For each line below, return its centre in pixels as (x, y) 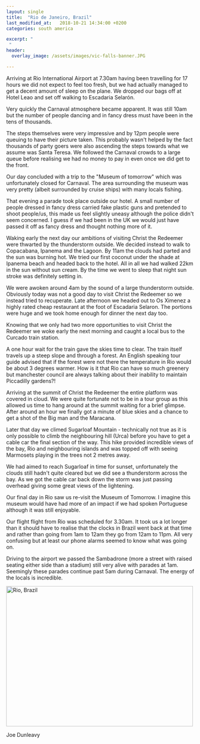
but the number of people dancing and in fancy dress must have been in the (99, 115)
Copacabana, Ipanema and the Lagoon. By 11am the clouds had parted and (99, 250)
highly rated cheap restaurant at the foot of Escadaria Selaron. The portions (99, 306)
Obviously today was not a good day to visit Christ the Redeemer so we (94, 294)
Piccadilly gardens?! (31, 381)
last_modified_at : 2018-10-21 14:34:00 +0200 (67, 23)
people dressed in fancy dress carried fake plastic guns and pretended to (96, 207)
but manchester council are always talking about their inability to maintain (97, 374)
